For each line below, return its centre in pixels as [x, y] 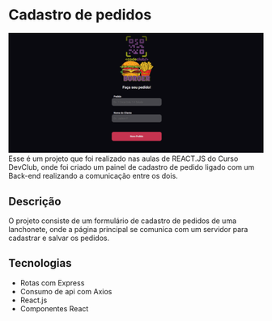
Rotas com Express [52, 283]
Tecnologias [40, 263]
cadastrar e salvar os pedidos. [59, 238]
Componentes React [54, 308]
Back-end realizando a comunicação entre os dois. [93, 176]
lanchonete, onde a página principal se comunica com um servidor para [128, 229]
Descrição [35, 201]
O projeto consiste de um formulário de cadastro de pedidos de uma [123, 221]
